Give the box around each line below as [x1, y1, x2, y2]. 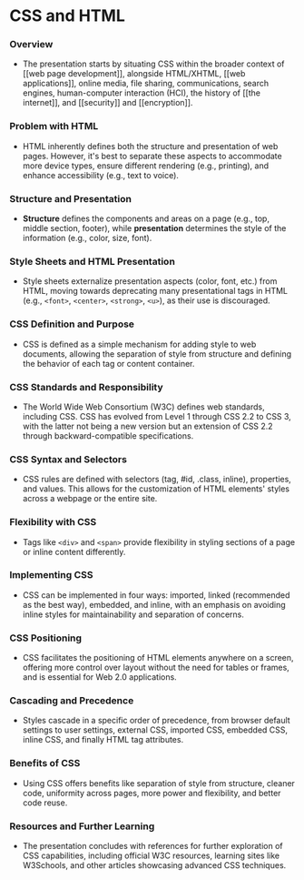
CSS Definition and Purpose [9, 318, 134, 330]
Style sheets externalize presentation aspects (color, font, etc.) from [22, 276, 278, 287]
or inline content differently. [22, 546, 126, 557]
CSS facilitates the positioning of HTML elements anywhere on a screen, [22, 652, 294, 663]
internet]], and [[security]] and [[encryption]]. [22, 97, 193, 108]
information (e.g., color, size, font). [22, 233, 152, 244]
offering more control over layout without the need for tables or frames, [22, 662, 290, 673]
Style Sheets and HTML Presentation [9, 256, 175, 268]
